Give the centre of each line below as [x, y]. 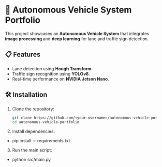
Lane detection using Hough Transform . [52, 68]
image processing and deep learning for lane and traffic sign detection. [77, 39]
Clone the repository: [33, 109]
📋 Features [23, 54]
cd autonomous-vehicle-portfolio [46, 122]
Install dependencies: [33, 131]
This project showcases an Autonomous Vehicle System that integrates [77, 33]
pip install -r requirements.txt [41, 141]
